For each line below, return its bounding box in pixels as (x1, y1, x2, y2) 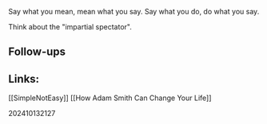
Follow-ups (8, 45, 66, 59)
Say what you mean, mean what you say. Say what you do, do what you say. (8, 7, 260, 16)
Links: (8, 72, 40, 86)
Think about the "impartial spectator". (8, 22, 132, 31)
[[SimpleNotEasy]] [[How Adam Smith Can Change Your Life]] (8, 93, 212, 103)
